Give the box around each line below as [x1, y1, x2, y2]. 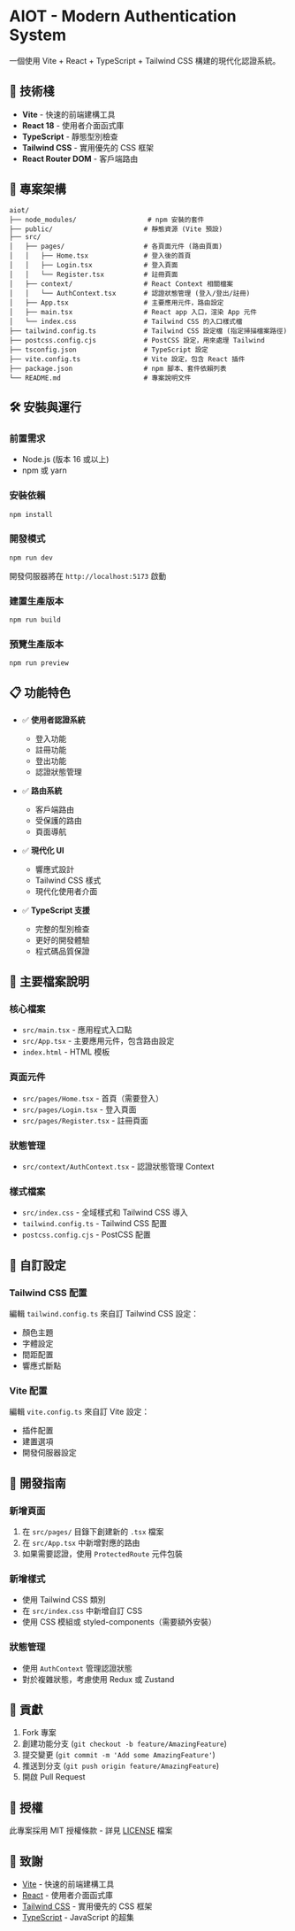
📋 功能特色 [9, 685, 72, 700]
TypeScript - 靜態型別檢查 [21, 131, 119, 142]
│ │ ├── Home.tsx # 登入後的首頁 [9, 251, 192, 260]
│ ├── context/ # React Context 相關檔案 [9, 279, 234, 289]
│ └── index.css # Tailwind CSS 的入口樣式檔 [9, 317, 243, 326]
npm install [9, 510, 53, 519]
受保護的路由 [34, 815, 82, 825]
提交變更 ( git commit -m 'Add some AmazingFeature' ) [21, 1749, 216, 1760]
